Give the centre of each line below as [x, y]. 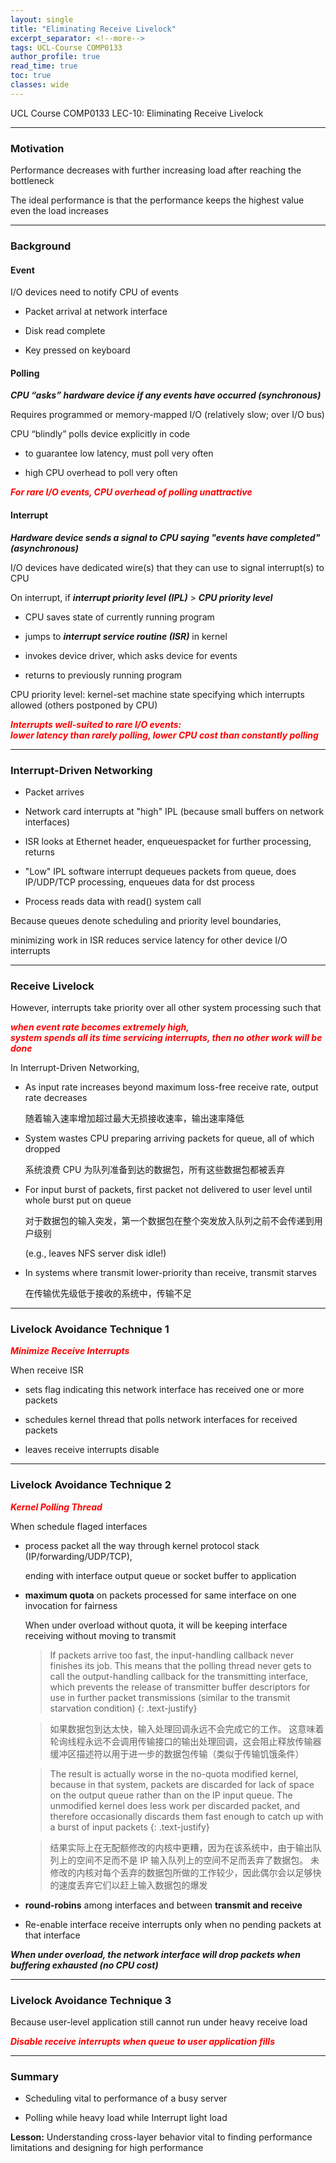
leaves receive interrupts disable [92, 1450]
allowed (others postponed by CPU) [84, 705]
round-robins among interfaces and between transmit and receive [163, 1905]
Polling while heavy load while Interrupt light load [126, 2118]
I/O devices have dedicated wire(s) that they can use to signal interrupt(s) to [167, 567]
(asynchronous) [44, 548]
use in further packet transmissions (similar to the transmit [170, 1697]
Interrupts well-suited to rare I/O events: [96, 724]
